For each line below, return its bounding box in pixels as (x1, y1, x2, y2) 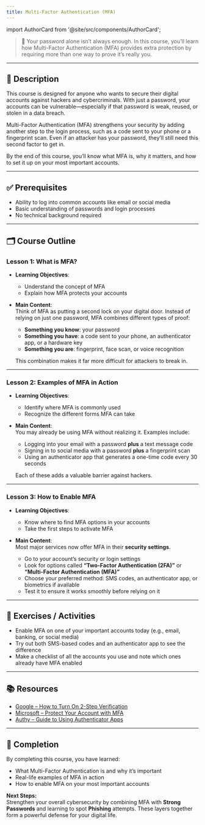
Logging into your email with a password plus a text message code (24, 441, 193, 448)
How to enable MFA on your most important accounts (15, 780, 149, 787)
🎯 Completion (6, 739, 59, 749)
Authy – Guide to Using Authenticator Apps (15, 716, 124, 723)
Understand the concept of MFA (24, 283, 106, 290)
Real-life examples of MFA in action (15, 773, 105, 781)
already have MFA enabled (15, 660, 82, 667)
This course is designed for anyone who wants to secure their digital (6, 90, 179, 98)
